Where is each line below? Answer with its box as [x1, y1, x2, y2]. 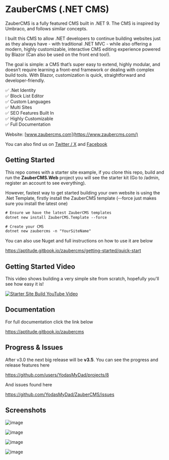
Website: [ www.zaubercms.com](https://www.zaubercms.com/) [5, 131, 138, 137]
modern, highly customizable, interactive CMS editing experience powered [5, 46, 160, 52]
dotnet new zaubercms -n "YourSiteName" [5, 229, 92, 234]
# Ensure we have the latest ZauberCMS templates [5, 210, 112, 215]
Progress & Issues [5, 343, 63, 352]
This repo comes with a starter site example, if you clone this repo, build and [5, 169, 164, 175]
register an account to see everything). [5, 180, 86, 186]
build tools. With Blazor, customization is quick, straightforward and [5, 72, 145, 78]
